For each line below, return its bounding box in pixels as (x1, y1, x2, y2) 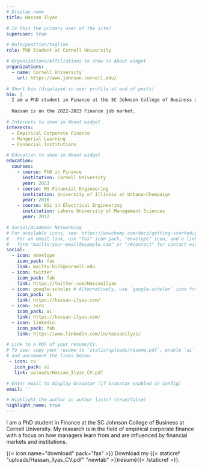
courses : (11, 164, 34, 170)
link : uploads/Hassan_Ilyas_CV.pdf (14, 369, 103, 376)
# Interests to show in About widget (6, 119, 101, 125)
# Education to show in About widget (6, 152, 101, 158)
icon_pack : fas (17, 258, 55, 265)
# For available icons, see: (6, 230, 79, 236)
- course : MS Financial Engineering (17, 186, 109, 192)
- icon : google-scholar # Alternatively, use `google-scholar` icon (11, 286, 187, 292)
